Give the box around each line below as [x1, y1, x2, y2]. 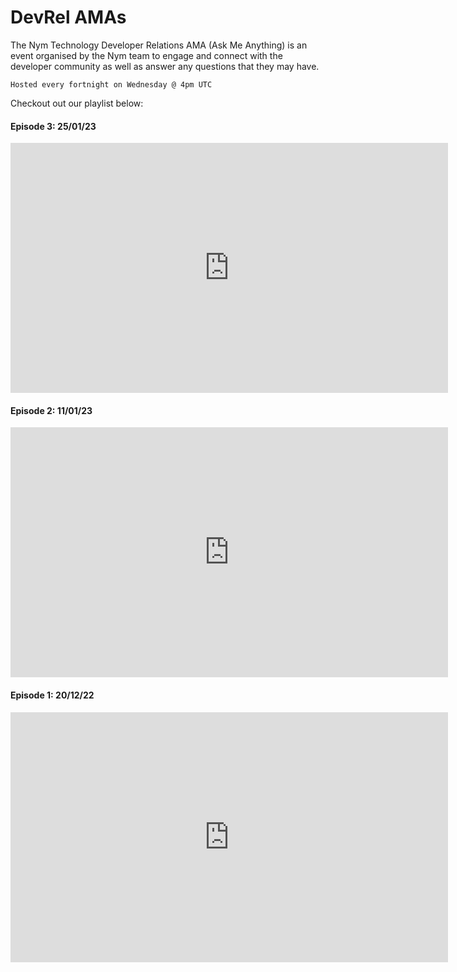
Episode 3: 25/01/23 [10, 120, 97, 132]
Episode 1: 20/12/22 [10, 689, 95, 701]
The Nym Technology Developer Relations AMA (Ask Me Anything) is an [10, 39, 308, 51]
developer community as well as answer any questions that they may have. [10, 60, 320, 72]
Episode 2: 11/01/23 [10, 404, 93, 416]
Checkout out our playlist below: [10, 97, 144, 109]
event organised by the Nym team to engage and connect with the [10, 49, 283, 61]
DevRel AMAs [10, 6, 127, 29]
